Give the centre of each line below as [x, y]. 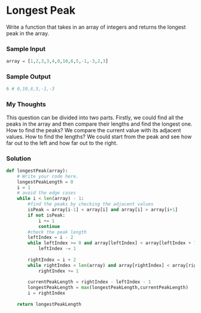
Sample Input [26, 48]
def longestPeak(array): [37, 171]
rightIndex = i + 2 [52, 260]
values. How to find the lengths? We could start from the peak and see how [99, 136]
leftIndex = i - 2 [51, 238]
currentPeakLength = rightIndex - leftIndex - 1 [89, 282]
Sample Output [28, 77]
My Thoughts [26, 104]
